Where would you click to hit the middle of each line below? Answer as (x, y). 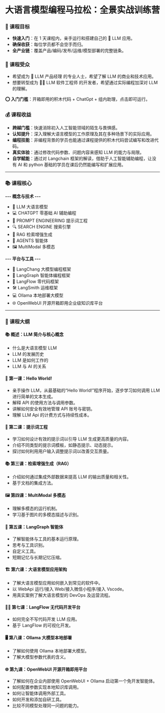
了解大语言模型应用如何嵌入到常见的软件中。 (57, 583)
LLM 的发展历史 (28, 354)
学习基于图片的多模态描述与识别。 (47, 515)
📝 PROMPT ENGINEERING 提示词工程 (50, 221)
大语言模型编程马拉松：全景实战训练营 (83, 10)
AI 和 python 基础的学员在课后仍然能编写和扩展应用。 (72, 165)
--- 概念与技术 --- (23, 196)
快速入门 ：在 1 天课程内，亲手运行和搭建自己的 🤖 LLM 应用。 (73, 38)
